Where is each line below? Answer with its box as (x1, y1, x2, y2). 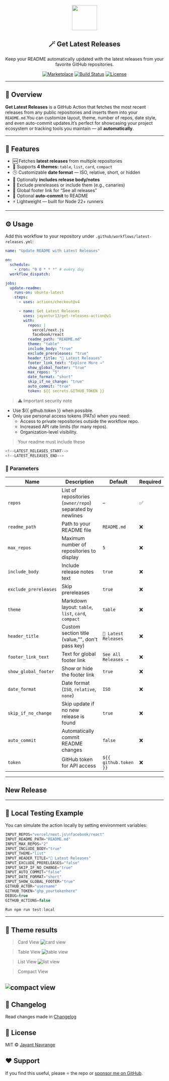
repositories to (61, 547, 96, 554)
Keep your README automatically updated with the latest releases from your (5, 56, 164, 62)
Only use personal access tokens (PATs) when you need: (12, 412, 131, 419)
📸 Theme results (5, 925, 58, 934)
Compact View (17, 968, 49, 975)
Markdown (61, 597, 87, 604)
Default (109, 478, 128, 485)
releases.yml (5, 240, 33, 245)
